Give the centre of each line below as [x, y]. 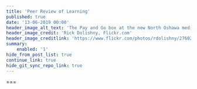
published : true [26, 17]
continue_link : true [31, 60]
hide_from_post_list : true [39, 55]
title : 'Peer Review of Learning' [48, 11]
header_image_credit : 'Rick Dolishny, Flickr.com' [69, 33]
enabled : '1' [33, 49]
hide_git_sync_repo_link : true [44, 65]
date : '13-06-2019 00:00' [38, 22]
